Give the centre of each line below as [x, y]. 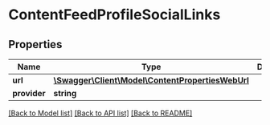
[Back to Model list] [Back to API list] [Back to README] [100, 113]
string [65, 93]
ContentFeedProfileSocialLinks [115, 15]
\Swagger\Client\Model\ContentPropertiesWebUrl [151, 80]
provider [29, 93]
